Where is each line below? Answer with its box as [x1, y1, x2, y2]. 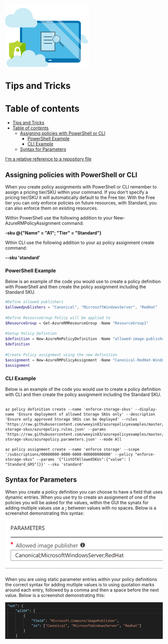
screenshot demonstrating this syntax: [5, 510, 84, 516]
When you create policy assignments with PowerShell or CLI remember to [5, 183, 157, 189]
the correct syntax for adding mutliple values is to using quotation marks [5, 581, 154, 587]
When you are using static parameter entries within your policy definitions [5, 576, 157, 582]
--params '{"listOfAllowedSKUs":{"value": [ [36, 457, 131, 462]
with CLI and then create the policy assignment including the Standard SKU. [5, 391, 161, 397]
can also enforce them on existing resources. [5, 205, 98, 211]
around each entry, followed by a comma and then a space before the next [5, 587, 159, 593]
